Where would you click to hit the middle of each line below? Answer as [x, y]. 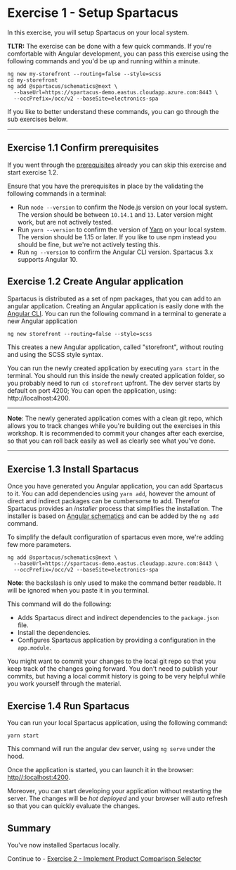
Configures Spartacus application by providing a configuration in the [117, 640]
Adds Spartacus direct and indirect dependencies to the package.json [118, 618]
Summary [29, 828]
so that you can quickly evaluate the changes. [74, 806]
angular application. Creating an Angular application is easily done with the [116, 306]
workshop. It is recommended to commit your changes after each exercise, [116, 433]
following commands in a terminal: [57, 193]
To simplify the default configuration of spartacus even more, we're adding [116, 537]
